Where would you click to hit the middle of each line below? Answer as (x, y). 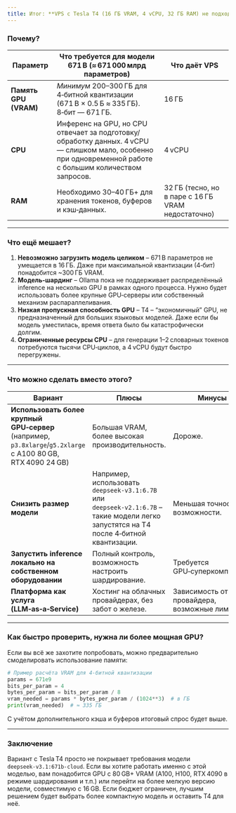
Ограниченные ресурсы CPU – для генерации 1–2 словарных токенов (123, 340)
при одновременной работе (105, 159)
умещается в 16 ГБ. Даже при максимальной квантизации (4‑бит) (116, 265)
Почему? (24, 38)
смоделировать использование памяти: (67, 660)
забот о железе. (120, 609)
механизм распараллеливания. (65, 303)
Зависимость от (201, 591)
